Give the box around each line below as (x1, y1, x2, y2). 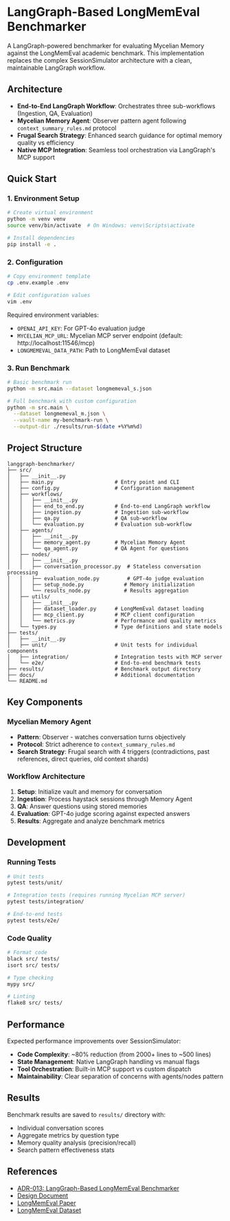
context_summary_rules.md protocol (16, 123, 117, 132)
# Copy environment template (7, 273, 91, 280)
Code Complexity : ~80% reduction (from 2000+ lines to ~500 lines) (16, 1050, 211, 1058)
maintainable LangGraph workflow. (7, 63, 106, 72)
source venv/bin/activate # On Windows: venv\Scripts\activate (7, 222, 195, 229)
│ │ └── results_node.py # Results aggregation (7, 587, 189, 594)
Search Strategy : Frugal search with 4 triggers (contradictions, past (16, 747, 210, 755)
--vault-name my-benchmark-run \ (13, 417, 109, 424)
